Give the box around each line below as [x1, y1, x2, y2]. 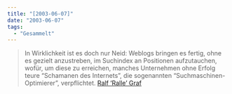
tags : [7, 23, 23, 30]
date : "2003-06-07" [7, 17, 64, 24]
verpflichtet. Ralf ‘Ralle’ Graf [60, 79, 142, 88]
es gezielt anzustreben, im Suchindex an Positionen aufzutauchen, [24, 57, 217, 65]
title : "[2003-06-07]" [7, 10, 74, 18]
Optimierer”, [24, 79, 60, 88]
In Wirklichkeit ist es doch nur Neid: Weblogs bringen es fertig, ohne [24, 49, 222, 58]
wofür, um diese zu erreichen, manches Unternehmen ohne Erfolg [24, 64, 216, 72]
